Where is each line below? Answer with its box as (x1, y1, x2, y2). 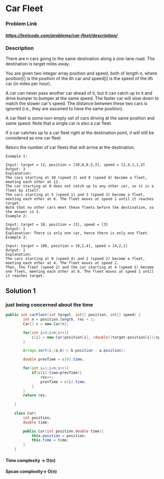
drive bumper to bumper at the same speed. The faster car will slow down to (5, 96, 159, 101)
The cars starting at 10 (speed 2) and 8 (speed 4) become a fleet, (5, 175, 147, 180)
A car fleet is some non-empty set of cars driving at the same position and (5, 115, 155, 121)
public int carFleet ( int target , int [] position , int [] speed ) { (5, 313, 141, 318)
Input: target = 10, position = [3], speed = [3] (5, 222, 109, 227)
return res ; (23, 393, 48, 398)
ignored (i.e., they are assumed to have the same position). (5, 106, 124, 112)
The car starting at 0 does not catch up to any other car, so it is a (5, 184, 154, 189)
